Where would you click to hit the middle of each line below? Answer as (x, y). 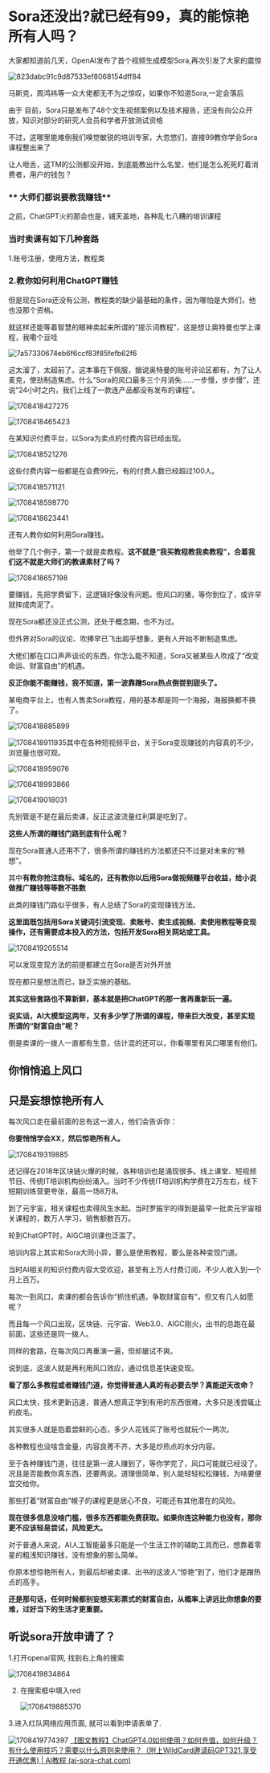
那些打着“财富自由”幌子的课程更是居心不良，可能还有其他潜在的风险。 (124, 1501)
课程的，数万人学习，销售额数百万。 (75, 1218)
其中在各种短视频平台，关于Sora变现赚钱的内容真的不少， (162, 742)
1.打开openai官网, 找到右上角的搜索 (66, 1657)
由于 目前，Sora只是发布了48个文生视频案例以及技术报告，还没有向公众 (127, 110)
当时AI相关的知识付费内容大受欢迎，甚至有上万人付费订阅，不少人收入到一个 (135, 1270)
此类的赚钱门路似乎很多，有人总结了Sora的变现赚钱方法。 (104, 904)
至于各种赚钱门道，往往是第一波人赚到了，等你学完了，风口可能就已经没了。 (135, 1464)
